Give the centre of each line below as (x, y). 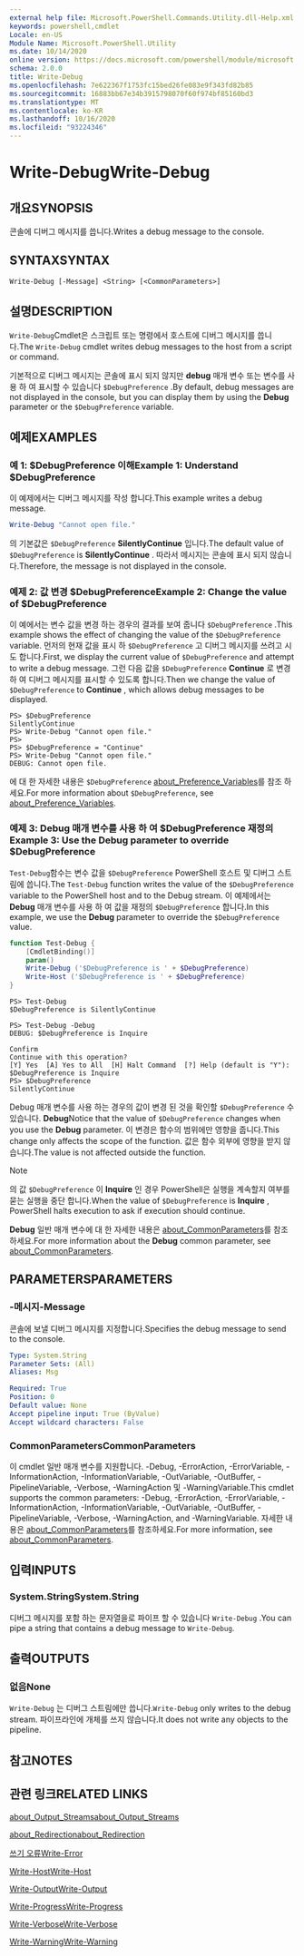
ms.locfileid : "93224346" (58, 128)
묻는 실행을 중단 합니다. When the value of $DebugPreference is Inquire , (139, 1201)
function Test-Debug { (52, 943)
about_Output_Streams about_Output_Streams (94, 1816)
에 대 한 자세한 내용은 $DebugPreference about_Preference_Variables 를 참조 (146, 782)
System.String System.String (74, 1597)
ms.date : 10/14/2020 (49, 52)
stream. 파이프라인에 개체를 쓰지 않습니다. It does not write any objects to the (149, 1719)
